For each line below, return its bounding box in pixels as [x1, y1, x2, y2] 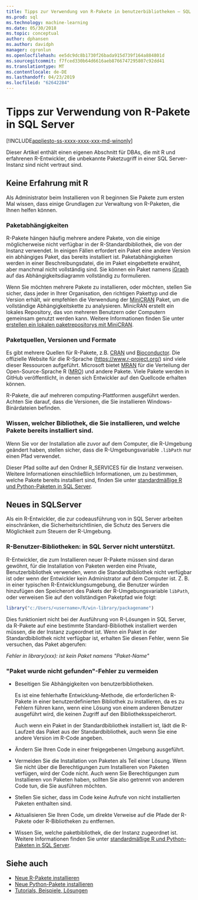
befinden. [38, 404, 62, 411]
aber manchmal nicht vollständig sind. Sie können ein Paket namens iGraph [6, 266, 189, 273]
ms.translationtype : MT [6, 63, 65, 70]
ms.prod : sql [6, 14, 38, 20]
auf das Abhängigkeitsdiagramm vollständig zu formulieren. [6, 272, 151, 279]
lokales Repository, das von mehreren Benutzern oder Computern [6, 309, 166, 316]
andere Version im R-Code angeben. [14, 734, 104, 741]
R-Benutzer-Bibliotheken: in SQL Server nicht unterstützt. [6, 543, 175, 551]
